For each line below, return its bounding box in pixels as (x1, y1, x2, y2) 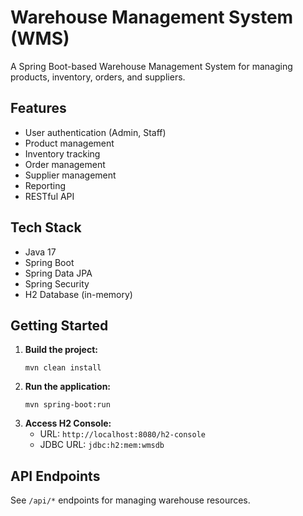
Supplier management (24, 169, 117, 181)
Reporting (24, 179, 67, 191)
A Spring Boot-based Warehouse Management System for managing (10, 60, 293, 72)
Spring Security (24, 277, 90, 290)
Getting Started (10, 317, 109, 334)
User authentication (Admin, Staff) (24, 126, 167, 138)
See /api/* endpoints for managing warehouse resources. (10, 494, 251, 506)
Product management (24, 137, 115, 149)
